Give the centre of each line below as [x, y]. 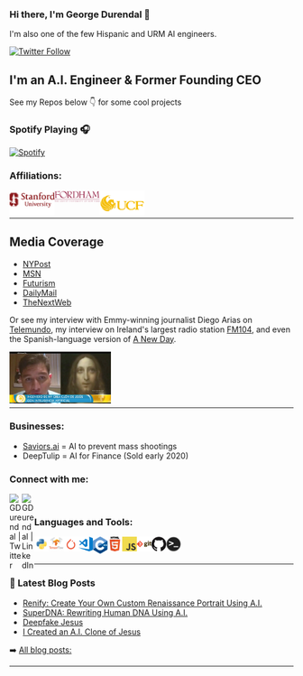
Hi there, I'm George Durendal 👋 [80, 14]
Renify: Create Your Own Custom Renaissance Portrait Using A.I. [142, 603]
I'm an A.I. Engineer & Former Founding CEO [135, 80]
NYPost [37, 264]
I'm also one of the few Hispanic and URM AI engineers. [113, 34]
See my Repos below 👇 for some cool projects [96, 102]
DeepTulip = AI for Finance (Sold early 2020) [106, 456]
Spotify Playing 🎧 [50, 130]
